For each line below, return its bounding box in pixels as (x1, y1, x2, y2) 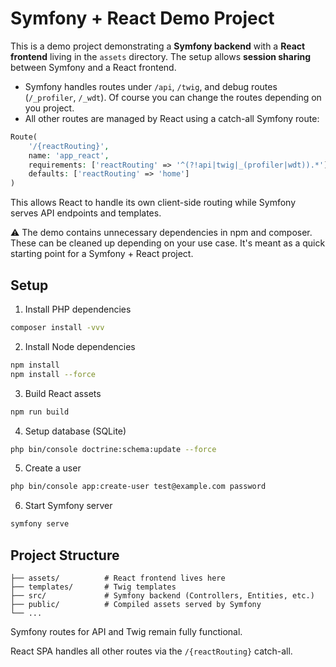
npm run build (10, 407, 70, 417)
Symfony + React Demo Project (10, 7, 275, 30)
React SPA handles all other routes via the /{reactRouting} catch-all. (10, 645, 293, 657)
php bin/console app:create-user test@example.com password (10, 482, 267, 492)
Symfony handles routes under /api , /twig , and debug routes (24, 80, 278, 92)
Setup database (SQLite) (24, 425, 127, 437)
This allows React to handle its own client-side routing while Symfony (10, 197, 297, 209)
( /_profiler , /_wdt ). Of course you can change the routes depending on (24, 91, 322, 103)
